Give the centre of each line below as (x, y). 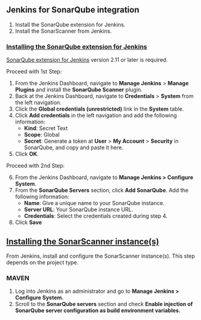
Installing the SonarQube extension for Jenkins (77, 47)
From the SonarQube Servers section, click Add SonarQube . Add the (102, 191)
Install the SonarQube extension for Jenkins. (70, 24)
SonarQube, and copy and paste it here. (74, 148)
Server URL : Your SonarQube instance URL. (78, 210)
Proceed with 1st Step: (34, 71)
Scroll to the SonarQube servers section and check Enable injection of (104, 304)
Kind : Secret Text (46, 128)
